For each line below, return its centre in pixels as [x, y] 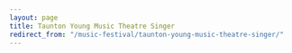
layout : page [34, 18]
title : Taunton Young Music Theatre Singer [92, 26]
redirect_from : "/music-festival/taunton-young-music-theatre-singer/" [146, 34]
